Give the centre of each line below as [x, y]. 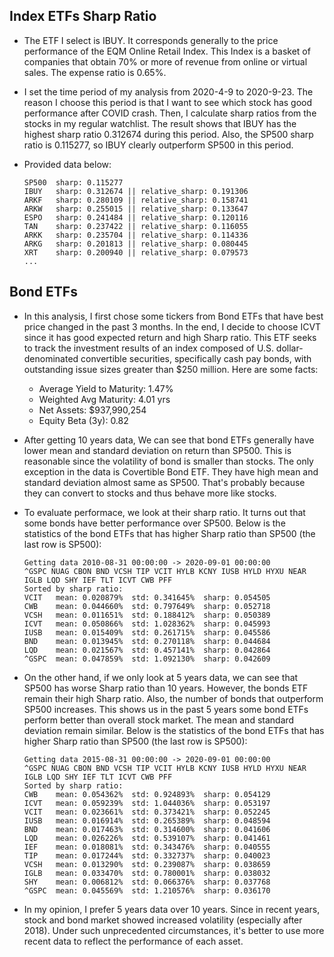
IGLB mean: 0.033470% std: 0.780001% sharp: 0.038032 [147, 873]
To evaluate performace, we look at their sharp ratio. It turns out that [164, 512]
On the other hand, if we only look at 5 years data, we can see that [161, 677]
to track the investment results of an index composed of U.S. [148, 348]
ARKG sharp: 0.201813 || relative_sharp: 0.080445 [136, 244]
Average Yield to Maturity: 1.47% [106, 388]
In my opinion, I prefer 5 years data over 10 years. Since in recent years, [172, 909]
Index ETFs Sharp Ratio [83, 16]
